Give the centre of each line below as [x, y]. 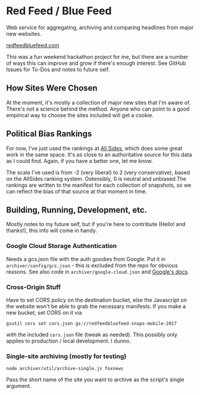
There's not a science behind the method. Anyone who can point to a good [98, 109]
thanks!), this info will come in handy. [51, 231]
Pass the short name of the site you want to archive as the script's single [95, 380]
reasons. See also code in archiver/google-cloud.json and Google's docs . [98, 271]
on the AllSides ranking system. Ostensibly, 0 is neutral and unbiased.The [96, 178]
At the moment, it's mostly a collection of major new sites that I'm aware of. [99, 102]
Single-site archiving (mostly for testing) [66, 356]
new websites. [24, 33]
